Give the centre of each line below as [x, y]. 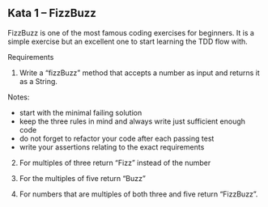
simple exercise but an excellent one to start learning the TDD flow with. [128, 41]
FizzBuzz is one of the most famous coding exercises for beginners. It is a [131, 32]
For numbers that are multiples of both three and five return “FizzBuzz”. [138, 194]
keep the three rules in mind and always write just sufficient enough [132, 121]
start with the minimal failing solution [81, 112]
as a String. [38, 81]
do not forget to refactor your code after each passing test [117, 138]
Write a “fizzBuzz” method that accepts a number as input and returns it [139, 73]
